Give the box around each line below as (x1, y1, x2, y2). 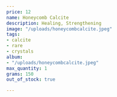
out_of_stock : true (6, 76, 56, 82)
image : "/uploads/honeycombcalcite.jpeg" (6, 25, 113, 32)
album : (6, 54, 23, 60)
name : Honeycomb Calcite (6, 15, 69, 21)
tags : (6, 32, 20, 38)
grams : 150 (6, 71, 34, 77)
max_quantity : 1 (6, 65, 47, 72)
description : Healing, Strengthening (6, 20, 102, 26)
